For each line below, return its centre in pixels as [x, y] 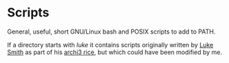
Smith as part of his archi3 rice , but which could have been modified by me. [115, 52]
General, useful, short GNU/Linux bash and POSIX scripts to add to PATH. [111, 32]
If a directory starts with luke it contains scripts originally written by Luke [110, 45]
